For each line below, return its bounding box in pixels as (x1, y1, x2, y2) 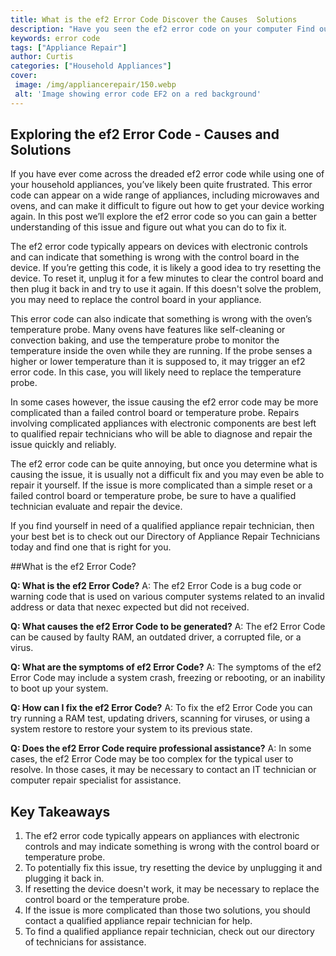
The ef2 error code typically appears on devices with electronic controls (10, 241, 308, 253)
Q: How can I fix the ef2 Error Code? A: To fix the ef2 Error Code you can (10, 702, 313, 714)
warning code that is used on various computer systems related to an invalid (10, 591, 325, 603)
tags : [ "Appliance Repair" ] (10, 42, 128, 53)
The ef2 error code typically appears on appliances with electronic (24, 830, 300, 842)
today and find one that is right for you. (10, 541, 172, 553)
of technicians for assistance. (24, 936, 147, 948)
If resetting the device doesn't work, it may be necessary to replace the (24, 883, 320, 895)
